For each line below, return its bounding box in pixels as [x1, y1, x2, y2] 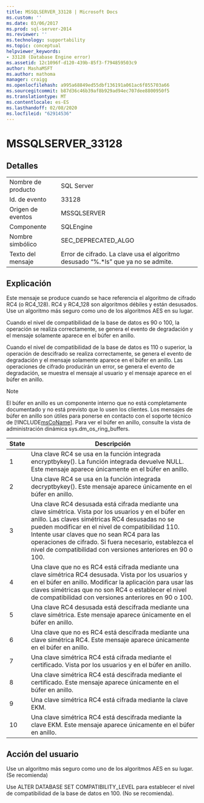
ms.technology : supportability [6, 37, 86, 43]
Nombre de [9, 178, 41, 186]
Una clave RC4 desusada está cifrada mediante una [30, 500, 179, 509]
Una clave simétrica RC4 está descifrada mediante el [30, 671, 182, 679]
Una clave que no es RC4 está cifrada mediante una [30, 563, 179, 571]
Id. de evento [9, 195, 47, 204]
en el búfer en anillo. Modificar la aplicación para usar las [30, 578, 194, 586]
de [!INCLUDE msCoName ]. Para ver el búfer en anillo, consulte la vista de [6, 419, 191, 426]
